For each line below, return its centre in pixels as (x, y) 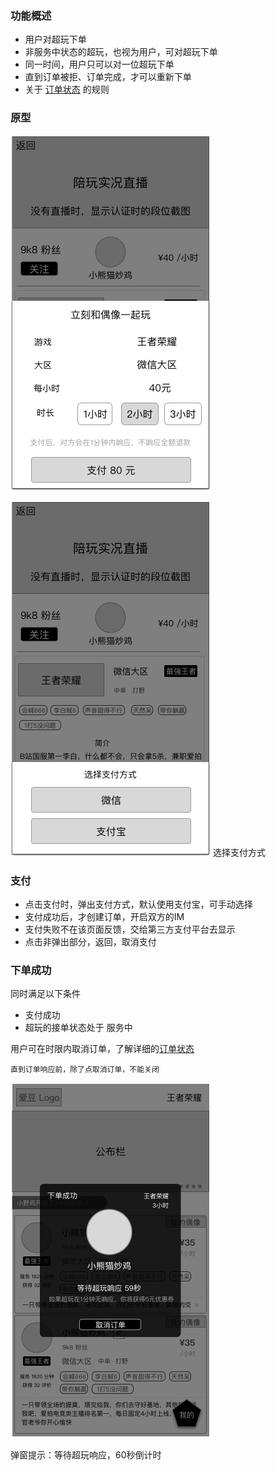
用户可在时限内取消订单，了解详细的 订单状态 (102, 1049)
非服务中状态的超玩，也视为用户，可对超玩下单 (121, 52)
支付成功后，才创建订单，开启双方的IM (104, 916)
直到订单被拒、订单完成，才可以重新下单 (108, 77)
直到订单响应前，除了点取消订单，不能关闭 (85, 1070)
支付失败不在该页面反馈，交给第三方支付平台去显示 (130, 929)
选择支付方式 (239, 852)
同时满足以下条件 (45, 994)
